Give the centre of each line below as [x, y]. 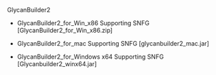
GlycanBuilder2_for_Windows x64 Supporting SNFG [91, 57]
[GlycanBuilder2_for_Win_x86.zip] [65, 30]
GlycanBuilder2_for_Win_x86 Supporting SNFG [83, 23]
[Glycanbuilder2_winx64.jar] [57, 64]
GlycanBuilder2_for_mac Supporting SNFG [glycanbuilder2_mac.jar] [113, 43]
